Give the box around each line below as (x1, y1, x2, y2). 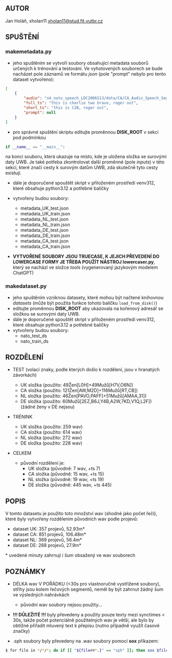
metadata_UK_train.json (20, 211, 71, 217)
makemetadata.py (5, 48, 52, 56)
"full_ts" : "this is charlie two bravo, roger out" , (24, 100, 139, 106)
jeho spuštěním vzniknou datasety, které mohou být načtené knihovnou (12, 294, 164, 300)
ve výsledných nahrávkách (12, 592, 70, 598)
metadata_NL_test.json (20, 216, 69, 223)
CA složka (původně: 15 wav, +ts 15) (28, 471, 104, 477)
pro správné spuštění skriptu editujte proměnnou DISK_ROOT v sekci (12, 129, 159, 135)
